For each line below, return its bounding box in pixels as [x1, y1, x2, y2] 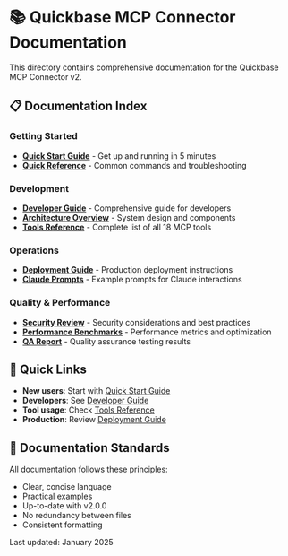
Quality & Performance [9, 297, 111, 309]
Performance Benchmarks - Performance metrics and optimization [21, 326, 272, 337]
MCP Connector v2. [9, 71, 82, 82]
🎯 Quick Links [9, 361, 87, 377]
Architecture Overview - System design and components [21, 212, 236, 222]
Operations [9, 244, 60, 256]
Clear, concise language [21, 482, 112, 492]
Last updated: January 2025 [9, 537, 114, 548]
